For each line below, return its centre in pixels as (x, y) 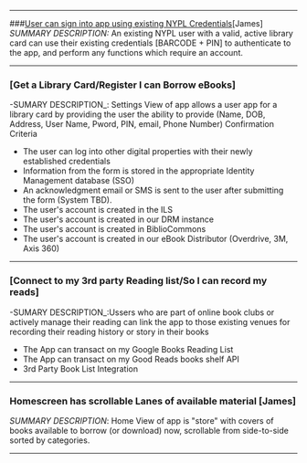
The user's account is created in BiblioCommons (114, 229)
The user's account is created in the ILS (98, 210)
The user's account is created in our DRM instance (118, 219)
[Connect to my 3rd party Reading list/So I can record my (138, 281)
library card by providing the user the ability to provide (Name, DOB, (138, 114)
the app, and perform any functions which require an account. (127, 53)
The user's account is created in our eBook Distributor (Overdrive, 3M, (155, 239)
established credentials (67, 162)
